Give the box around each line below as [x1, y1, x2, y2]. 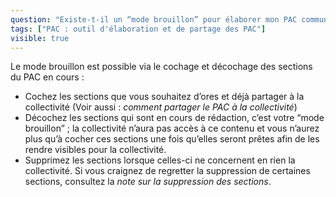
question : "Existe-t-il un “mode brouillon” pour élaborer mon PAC [10, 14, 298, 25]
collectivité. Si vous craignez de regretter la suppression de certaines [24, 165, 311, 177]
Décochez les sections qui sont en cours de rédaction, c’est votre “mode [24, 112, 325, 124]
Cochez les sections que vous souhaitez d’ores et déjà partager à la [24, 91, 305, 103]
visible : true [10, 33, 70, 43]
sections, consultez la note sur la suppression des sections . [24, 176, 272, 188]
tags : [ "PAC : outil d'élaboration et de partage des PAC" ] [10, 24, 267, 34]
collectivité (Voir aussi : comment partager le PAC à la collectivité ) [24, 101, 298, 113]
